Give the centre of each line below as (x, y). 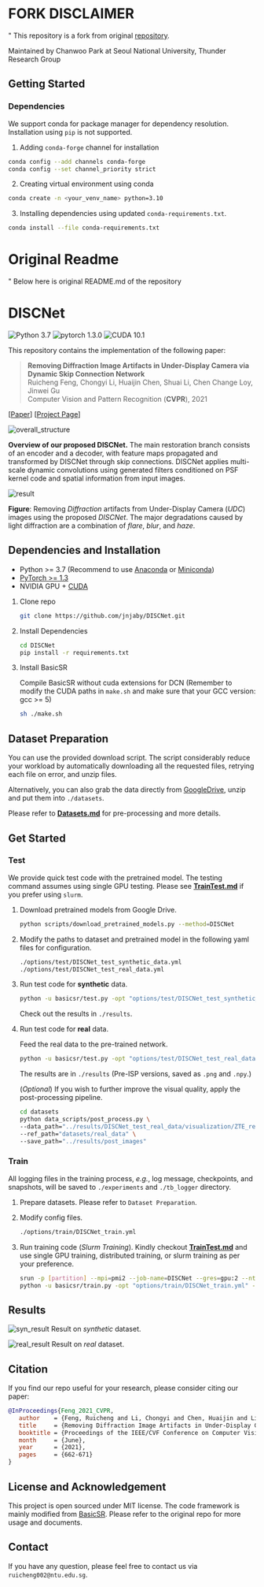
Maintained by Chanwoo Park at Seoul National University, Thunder (117, 50)
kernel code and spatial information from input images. (97, 478)
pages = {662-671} (55, 1455)
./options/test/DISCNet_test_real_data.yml (92, 969)
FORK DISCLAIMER (71, 14)
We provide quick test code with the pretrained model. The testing (115, 877)
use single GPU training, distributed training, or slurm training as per (130, 1255)
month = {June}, (52, 1440)
